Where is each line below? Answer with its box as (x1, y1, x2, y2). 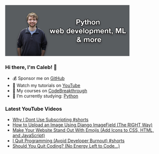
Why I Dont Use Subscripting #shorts (12, 117, 88, 123)
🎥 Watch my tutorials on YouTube (12, 82, 80, 88)
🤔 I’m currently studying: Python (12, 93, 79, 99)
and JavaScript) (12, 133, 45, 139)
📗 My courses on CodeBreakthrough (12, 87, 87, 93)
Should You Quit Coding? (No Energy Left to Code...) (12, 143, 120, 149)
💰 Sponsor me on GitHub (12, 75, 65, 81)
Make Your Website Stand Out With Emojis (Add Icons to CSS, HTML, (12, 127, 154, 133)
